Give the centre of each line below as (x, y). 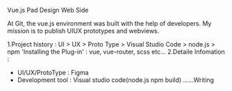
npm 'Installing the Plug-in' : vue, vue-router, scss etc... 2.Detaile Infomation (116, 52)
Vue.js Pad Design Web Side (48, 10)
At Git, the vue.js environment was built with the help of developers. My (109, 23)
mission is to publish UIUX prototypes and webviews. (83, 31)
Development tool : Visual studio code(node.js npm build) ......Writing (115, 80)
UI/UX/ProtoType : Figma (53, 73)
